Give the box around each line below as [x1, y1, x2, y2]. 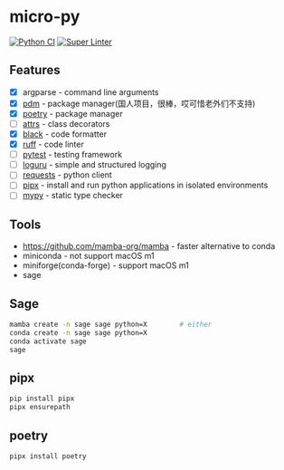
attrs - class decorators [22, 118, 110, 129]
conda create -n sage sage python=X [9, 328, 147, 337]
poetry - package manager [22, 108, 124, 119]
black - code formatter [22, 129, 107, 139]
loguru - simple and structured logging [22, 159, 167, 170]
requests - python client [22, 169, 113, 180]
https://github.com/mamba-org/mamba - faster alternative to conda [22, 241, 276, 252]
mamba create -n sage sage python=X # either [9, 320, 213, 330]
